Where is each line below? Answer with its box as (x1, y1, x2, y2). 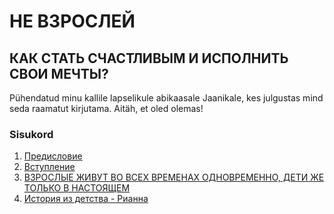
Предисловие (23, 150, 83, 162)
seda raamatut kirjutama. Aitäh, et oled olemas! (9, 103, 204, 114)
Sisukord (9, 127, 54, 141)
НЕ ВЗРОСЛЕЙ (9, 10, 136, 33)
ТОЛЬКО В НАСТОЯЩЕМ (23, 182, 131, 194)
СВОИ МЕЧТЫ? (9, 65, 109, 82)
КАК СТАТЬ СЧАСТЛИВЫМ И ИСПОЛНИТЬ (9, 50, 289, 67)
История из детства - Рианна (23, 193, 149, 205)
